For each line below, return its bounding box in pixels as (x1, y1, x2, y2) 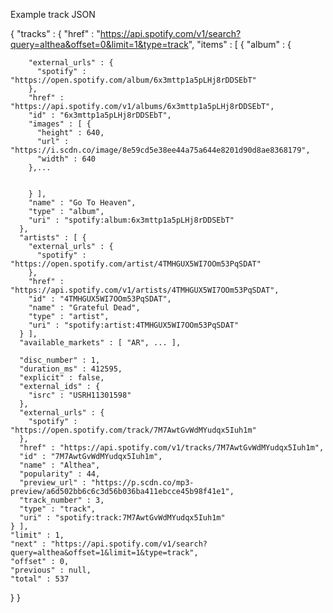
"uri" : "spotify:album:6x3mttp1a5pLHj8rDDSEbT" (28, 215, 235, 225)
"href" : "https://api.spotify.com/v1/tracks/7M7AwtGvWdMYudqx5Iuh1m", (19, 443, 325, 453)
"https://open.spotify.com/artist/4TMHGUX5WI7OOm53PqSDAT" (10, 259, 262, 269)
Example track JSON (10, 9, 96, 20)
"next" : (10, 539, 47, 549)
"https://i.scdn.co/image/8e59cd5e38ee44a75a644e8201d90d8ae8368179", (10, 145, 311, 155)
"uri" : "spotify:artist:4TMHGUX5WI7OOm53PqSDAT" (28, 320, 240, 330)
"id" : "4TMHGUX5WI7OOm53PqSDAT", (28, 294, 172, 304)
